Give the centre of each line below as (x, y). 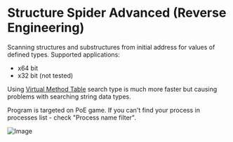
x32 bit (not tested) (45, 76)
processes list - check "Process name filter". (72, 118)
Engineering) (46, 28)
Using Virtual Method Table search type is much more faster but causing (112, 89)
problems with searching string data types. (69, 97)
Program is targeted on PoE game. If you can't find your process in (104, 110)
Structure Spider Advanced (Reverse (117, 13)
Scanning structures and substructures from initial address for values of (111, 47)
